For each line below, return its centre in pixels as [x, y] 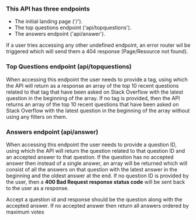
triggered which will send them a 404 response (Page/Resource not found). [97, 51]
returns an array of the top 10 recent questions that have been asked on [93, 104]
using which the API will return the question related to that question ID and [96, 150]
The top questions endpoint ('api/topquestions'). [73, 27]
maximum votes [25, 212]
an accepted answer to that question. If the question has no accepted [90, 157]
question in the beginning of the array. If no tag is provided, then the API [93, 98]
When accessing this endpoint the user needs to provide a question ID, [92, 145]
